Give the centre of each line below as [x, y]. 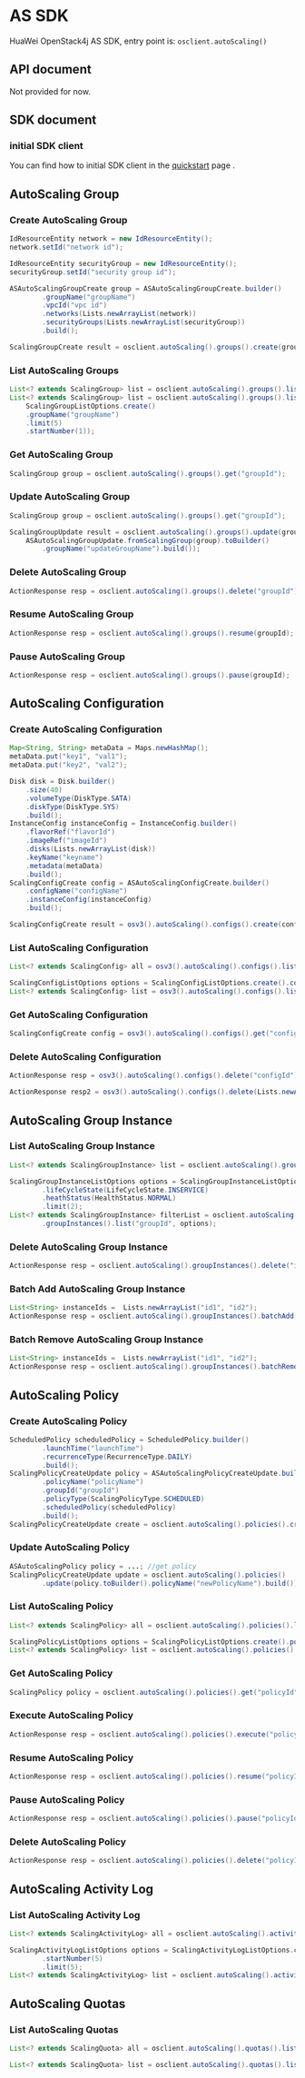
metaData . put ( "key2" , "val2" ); [69, 765]
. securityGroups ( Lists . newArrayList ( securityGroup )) [144, 322]
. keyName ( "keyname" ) [64, 857]
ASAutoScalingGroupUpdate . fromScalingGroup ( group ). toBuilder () [148, 540]
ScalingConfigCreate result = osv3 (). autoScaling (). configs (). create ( [146, 925]
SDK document [53, 120]
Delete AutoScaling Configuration [85, 1056]
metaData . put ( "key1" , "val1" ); [69, 757]
